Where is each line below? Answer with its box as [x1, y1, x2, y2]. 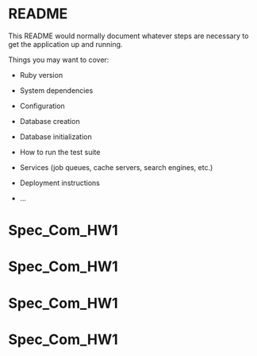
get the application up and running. [8, 39, 123, 48]
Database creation [19, 116, 81, 126]
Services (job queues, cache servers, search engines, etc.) [19, 162, 213, 172]
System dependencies [19, 85, 94, 95]
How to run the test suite [19, 147, 101, 157]
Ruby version [19, 70, 63, 79]
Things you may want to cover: [8, 55, 109, 64]
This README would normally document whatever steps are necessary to [8, 31, 249, 41]
